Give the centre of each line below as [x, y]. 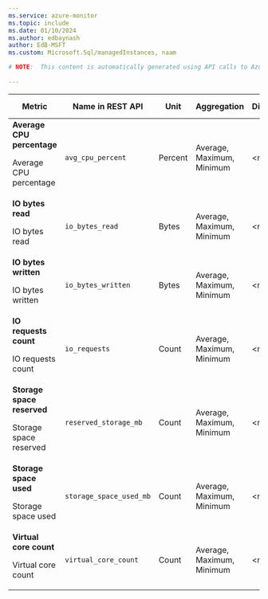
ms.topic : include [39, 23]
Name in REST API [108, 106]
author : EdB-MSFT [37, 45]
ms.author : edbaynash [44, 38]
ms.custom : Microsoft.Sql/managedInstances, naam [93, 53]
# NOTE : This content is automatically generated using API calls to [128, 67]
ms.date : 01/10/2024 [43, 30]
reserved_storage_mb [104, 422]
